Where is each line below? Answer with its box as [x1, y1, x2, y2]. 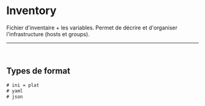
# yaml [6, 88, 23, 94]
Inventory [6, 4, 57, 18]
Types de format [6, 66, 71, 77]
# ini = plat [6, 82, 40, 88]
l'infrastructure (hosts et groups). [6, 30, 90, 37]
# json [6, 93, 23, 100]
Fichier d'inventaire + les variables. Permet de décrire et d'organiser [6, 24, 178, 31]
